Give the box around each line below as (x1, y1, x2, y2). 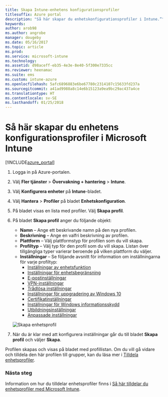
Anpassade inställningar (27, 312, 77, 318)
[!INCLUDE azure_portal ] (5, 159, 55, 165)
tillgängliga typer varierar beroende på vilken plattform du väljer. (19, 248, 152, 255)
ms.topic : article (5, 44, 43, 49)
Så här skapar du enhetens (5, 122, 119, 133)
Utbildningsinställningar (27, 307, 76, 313)
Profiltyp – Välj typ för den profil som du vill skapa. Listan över (19, 243, 149, 249)
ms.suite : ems (5, 72, 35, 77)
